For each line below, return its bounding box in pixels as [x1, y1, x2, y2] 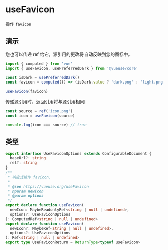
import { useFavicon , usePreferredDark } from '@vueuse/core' [5, 66, 138, 71]
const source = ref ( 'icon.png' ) [5, 109, 73, 114]
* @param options [7, 193, 44, 198]
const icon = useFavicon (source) [5, 113, 75, 118]
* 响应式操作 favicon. [7, 175, 51, 180]
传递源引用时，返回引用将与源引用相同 [5, 99, 85, 105]
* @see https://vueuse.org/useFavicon [7, 184, 89, 189]
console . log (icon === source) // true [5, 122, 87, 127]
